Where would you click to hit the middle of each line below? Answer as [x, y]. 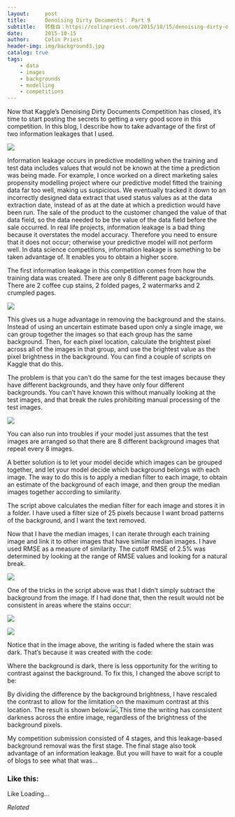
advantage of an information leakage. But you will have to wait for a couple [115, 753]
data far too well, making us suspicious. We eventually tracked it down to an [116, 190]
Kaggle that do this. [35, 364]
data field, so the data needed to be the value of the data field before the [112, 220]
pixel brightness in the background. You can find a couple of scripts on [109, 356]
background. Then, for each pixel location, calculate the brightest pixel [109, 342]
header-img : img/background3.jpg [56, 46]
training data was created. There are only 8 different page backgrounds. [111, 278]
